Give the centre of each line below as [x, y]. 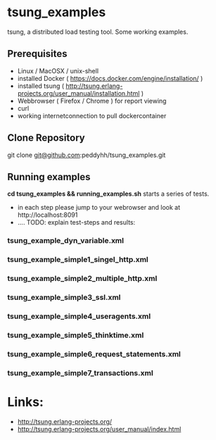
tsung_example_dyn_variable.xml [66, 241]
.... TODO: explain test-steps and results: [76, 222]
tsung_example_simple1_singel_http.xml [78, 260]
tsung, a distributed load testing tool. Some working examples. [98, 32]
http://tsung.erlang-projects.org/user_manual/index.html [99, 429]
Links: [26, 402]
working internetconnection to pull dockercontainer [92, 115]
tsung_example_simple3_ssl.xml [64, 298]
